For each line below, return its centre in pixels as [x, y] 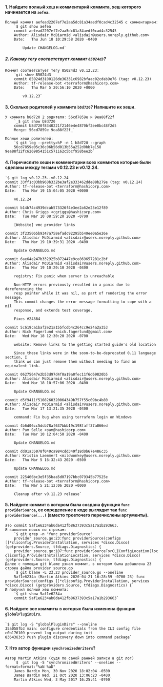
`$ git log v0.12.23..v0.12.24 [37, 178]
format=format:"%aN [25, 667]
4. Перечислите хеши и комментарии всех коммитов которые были [78, 162]
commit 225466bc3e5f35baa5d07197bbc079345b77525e [57, 477]
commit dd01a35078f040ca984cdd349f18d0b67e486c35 [57, 451]
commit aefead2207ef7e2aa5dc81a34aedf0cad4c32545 [65, 31]
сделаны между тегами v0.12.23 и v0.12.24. [52, 167]
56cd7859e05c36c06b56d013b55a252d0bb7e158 [58, 147]
